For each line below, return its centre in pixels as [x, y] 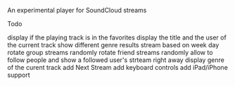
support [19, 75]
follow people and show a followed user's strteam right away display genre [116, 60]
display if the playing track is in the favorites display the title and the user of [117, 37]
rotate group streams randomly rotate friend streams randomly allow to [110, 53]
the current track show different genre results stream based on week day [113, 45]
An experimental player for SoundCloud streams [77, 10]
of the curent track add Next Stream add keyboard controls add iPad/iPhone [118, 67]
